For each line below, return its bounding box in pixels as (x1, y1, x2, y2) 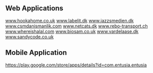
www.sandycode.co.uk (5, 33, 54, 40)
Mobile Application (5, 48, 68, 57)
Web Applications (5, 4, 63, 13)
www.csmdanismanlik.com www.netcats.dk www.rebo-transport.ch (5, 23, 148, 29)
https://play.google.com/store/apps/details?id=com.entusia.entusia (5, 62, 147, 68)
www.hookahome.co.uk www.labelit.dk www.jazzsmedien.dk (5, 17, 134, 23)
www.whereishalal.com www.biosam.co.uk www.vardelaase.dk (5, 28, 139, 34)
